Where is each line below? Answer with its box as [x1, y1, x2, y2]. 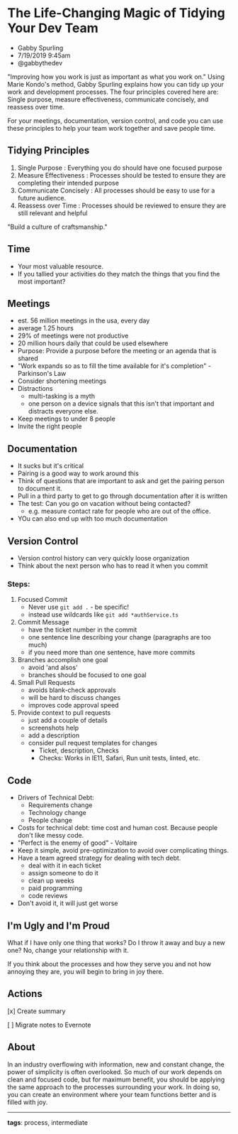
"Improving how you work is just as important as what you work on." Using [7, 72, 225, 81]
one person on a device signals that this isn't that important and [28, 399, 215, 408]
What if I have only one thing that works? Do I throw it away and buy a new [7, 938, 225, 946]
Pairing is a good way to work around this [17, 469, 140, 477]
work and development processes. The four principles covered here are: [7, 87, 219, 96]
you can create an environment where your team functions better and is [7, 1090, 217, 1098]
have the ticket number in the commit [28, 625, 137, 634]
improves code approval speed [28, 701, 119, 710]
